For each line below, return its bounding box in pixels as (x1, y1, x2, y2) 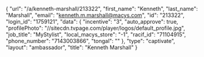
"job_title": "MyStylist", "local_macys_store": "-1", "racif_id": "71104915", (5, 31, 186, 38)
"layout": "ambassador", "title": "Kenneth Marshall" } (5, 44, 138, 51)
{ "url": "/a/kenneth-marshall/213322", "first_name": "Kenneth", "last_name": (5, 5, 198, 12)
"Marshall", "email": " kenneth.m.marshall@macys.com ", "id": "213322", (5, 12, 184, 19)
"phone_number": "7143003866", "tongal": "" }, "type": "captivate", (5, 38, 175, 44)
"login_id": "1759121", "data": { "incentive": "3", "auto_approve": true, (5, 18, 178, 25)
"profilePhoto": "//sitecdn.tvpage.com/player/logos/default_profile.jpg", (5, 24, 186, 32)
